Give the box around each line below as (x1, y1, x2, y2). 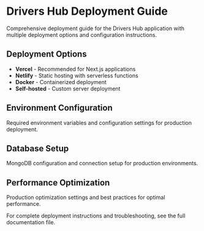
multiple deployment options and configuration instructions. (6, 31, 157, 38)
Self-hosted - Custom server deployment (15, 85, 121, 92)
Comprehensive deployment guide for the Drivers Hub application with (6, 25, 185, 32)
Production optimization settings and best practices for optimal (6, 194, 165, 201)
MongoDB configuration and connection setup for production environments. (6, 160, 198, 167)
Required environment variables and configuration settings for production (6, 119, 192, 127)
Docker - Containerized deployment (15, 78, 107, 85)
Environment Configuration (6, 103, 113, 113)
